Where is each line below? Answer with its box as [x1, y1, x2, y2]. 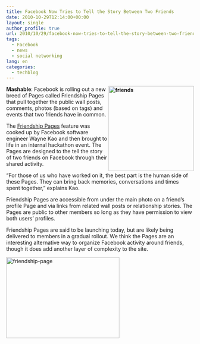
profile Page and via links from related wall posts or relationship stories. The [6, 203, 193, 210]
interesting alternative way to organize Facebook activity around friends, [6, 239, 185, 247]
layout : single [6, 20, 44, 26]
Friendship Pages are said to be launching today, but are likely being [6, 226, 174, 233]
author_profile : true [6, 25, 60, 31]
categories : [6, 64, 36, 70]
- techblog [11, 70, 39, 75]
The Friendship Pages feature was [6, 122, 90, 130]
